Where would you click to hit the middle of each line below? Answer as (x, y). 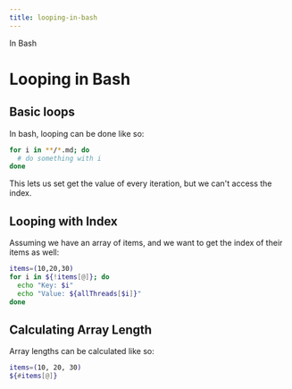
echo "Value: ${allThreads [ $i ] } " (79, 293)
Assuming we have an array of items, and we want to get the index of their (146, 243)
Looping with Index (63, 221)
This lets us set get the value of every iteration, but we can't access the (141, 183)
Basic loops (42, 112)
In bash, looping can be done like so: (77, 133)
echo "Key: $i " (46, 285)
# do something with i (59, 158)
